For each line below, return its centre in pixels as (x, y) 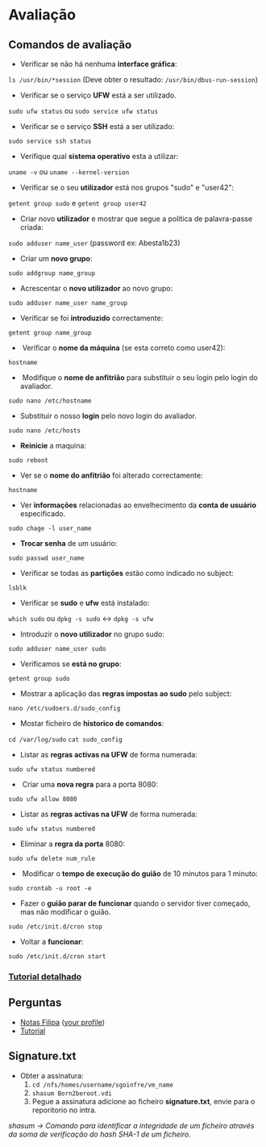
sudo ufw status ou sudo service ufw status (83, 111)
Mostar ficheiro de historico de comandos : (92, 723)
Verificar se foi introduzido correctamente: (91, 318)
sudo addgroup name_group (52, 273)
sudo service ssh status (50, 141)
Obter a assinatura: (52, 1075)
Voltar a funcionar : (52, 942)
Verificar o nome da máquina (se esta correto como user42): (124, 348)
